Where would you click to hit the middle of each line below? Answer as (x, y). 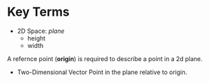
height (36, 38)
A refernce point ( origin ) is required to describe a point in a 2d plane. (105, 58)
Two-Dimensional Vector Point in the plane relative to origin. (102, 72)
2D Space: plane (41, 31)
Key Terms (38, 12)
